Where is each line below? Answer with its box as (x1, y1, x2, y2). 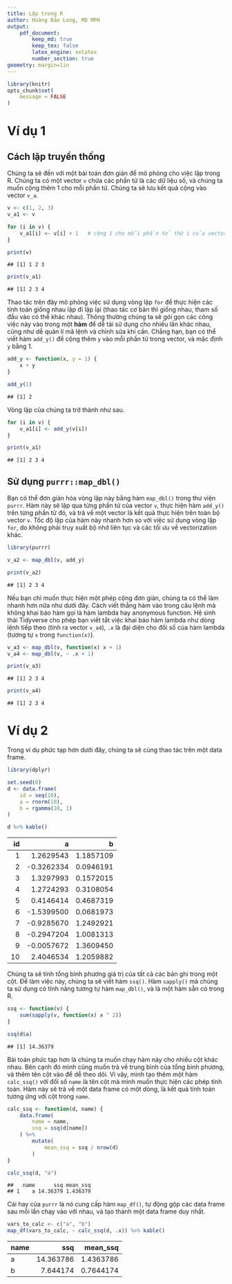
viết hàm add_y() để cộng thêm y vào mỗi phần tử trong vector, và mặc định (7, 335, 223, 343)
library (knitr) (7, 80, 51, 87)
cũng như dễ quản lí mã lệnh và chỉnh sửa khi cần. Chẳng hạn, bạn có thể (7, 327, 216, 336)
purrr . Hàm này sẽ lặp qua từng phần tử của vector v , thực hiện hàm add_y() (7, 501, 225, 509)
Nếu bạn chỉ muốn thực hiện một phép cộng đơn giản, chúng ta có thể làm (7, 593, 219, 602)
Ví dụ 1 (7, 123, 46, 139)
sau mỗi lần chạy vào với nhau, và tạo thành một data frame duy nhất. (7, 1207, 206, 1215)
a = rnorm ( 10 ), (19, 798, 64, 805)
